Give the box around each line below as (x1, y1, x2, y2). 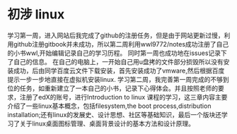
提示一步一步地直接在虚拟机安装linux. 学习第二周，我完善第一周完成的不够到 (7, 75, 229, 83)
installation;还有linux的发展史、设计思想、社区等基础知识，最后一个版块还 (7, 110, 222, 118)
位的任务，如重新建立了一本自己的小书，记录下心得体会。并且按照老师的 (7, 84, 218, 92)
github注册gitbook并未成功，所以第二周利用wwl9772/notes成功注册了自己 (13, 39, 229, 48)
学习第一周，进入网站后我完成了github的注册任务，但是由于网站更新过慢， (7, 31, 224, 39)
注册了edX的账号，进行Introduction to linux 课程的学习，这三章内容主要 (19, 92, 228, 101)
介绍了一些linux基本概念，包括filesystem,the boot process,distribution (7, 102, 212, 110)
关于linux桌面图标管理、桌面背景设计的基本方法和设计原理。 (19, 119, 195, 128)
